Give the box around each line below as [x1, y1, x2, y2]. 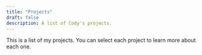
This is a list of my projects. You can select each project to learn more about [6, 37, 196, 44]
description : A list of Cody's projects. [6, 20, 112, 26]
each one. [6, 43, 31, 50]
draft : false [6, 15, 39, 21]
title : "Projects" [6, 8, 53, 15]
